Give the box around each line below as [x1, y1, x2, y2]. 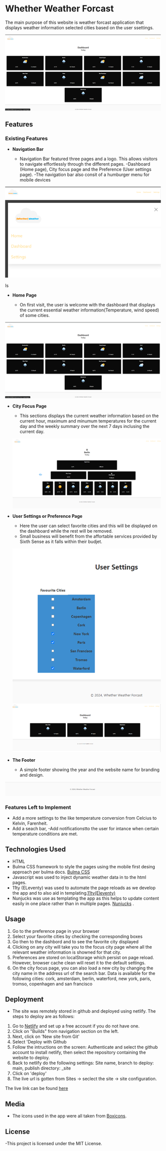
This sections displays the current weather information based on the [19, 413, 159, 419]
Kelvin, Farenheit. [12, 820, 48, 826]
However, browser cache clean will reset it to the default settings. [12, 960, 146, 966]
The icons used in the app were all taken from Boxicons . [12, 1113, 127, 1119]
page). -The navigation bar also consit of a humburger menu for [19, 172, 150, 178]
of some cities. [19, 312, 50, 318]
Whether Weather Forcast [5, 3, 114, 14]
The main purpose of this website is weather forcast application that [5, 19, 144, 25]
